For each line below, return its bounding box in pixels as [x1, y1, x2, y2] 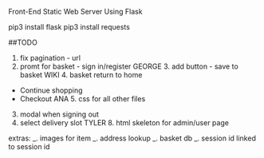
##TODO [8, 38, 37, 47]
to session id [8, 142, 50, 151]
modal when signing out [19, 109, 100, 119]
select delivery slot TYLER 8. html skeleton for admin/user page [19, 118, 230, 127]
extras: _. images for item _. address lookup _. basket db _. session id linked [8, 133, 257, 143]
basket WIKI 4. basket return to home [19, 70, 143, 79]
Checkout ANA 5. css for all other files [19, 94, 146, 103]
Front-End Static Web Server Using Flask [8, 7, 143, 16]
